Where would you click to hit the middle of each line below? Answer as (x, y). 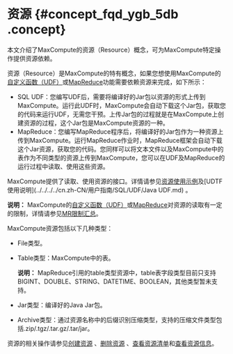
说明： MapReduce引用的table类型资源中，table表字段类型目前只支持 (117, 272)
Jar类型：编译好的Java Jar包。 (62, 305)
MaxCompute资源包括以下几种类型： (60, 228)
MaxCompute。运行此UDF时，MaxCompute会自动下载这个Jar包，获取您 (121, 105)
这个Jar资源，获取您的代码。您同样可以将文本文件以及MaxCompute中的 (120, 149)
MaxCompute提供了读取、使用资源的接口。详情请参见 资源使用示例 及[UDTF (115, 181)
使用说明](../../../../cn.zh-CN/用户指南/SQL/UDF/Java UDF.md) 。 (99, 190)
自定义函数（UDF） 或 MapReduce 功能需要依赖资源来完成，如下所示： (107, 82)
